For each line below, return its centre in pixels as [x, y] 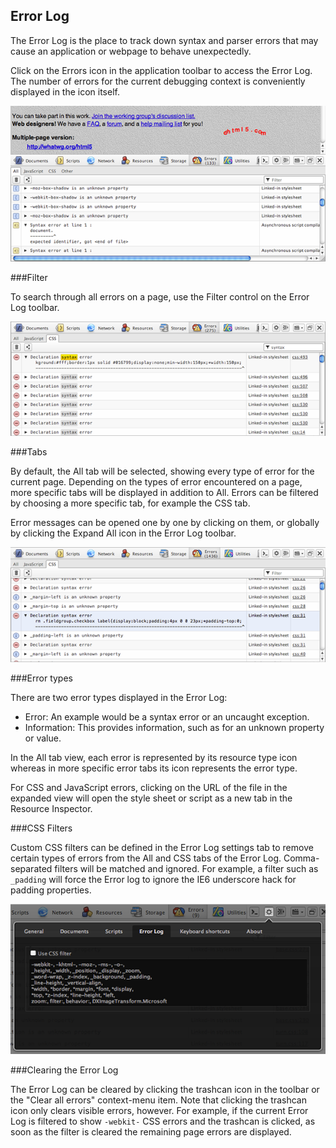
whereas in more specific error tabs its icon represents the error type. [154, 768]
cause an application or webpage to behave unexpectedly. [131, 51]
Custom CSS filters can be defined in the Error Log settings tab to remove [162, 847]
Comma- [301, 858]
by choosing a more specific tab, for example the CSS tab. [130, 503]
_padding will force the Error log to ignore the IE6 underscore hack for [153, 879]
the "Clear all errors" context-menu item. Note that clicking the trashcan [158, 1100]
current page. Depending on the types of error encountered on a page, [156, 482]
